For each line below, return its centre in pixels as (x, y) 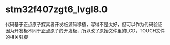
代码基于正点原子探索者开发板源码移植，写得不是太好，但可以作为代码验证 (84, 24)
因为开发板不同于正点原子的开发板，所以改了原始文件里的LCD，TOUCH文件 (85, 30)
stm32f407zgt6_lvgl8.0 (57, 9)
